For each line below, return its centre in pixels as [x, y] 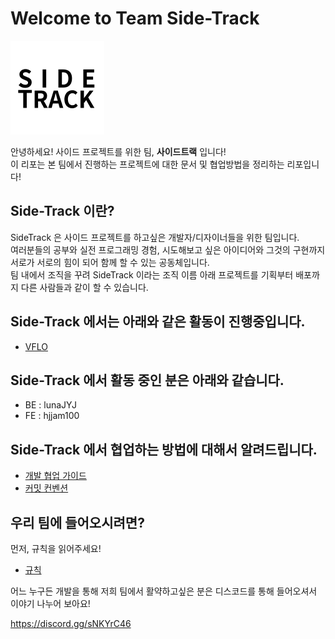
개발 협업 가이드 [55, 476]
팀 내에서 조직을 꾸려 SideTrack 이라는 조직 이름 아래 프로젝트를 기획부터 [152, 274]
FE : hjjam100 [52, 416]
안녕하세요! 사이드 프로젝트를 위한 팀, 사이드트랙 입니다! [118, 151]
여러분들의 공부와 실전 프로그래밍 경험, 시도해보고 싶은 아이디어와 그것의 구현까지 [168, 249]
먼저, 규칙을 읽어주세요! [56, 548]
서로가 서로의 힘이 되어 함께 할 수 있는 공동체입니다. [110, 262]
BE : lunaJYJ [51, 405]
